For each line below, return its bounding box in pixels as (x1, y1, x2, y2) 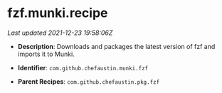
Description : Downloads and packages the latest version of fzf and (17, 42, 216, 50)
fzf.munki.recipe (7, 5, 108, 21)
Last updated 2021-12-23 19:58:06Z (7, 28, 113, 37)
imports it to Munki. (17, 50, 75, 58)
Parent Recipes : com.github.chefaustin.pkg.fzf (17, 77, 160, 86)
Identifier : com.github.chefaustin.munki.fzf (17, 63, 148, 72)
